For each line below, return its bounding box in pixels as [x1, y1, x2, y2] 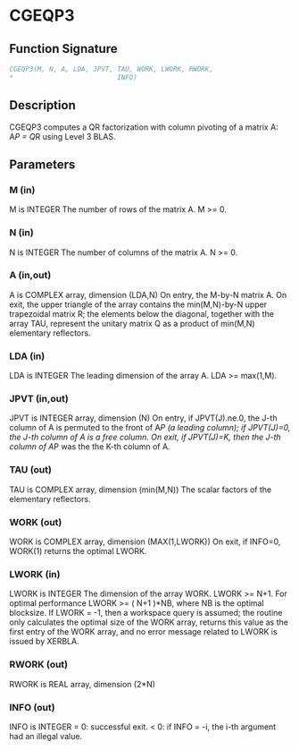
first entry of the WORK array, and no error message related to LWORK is [9, 626, 278, 637]
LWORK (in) [9, 567, 61, 580]
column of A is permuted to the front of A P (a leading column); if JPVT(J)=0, [9, 422, 291, 433]
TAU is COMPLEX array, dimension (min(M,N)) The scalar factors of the [9, 484, 272, 495]
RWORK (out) [9, 659, 69, 671]
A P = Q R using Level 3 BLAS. [9, 131, 116, 141]
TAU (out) [9, 464, 52, 476]
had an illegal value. [9, 730, 83, 741]
